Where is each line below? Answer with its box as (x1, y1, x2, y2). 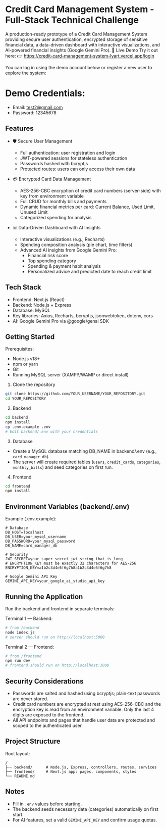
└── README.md (5, 773, 35, 778)
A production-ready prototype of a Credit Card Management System (5, 31, 147, 37)
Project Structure (5, 737, 61, 746)
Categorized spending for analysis (20, 214, 92, 220)
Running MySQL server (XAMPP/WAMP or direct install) (12, 372, 129, 378)
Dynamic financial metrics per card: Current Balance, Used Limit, (20, 204, 155, 210)
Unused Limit (20, 209, 48, 215)
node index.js (5, 630, 35, 635)
